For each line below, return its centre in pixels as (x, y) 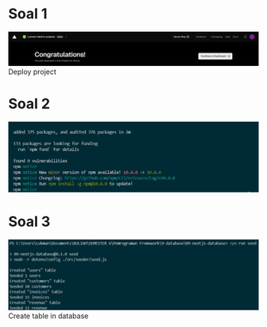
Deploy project (33, 72)
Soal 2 (29, 104)
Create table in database (48, 316)
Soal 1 (28, 14)
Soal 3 (29, 222)
